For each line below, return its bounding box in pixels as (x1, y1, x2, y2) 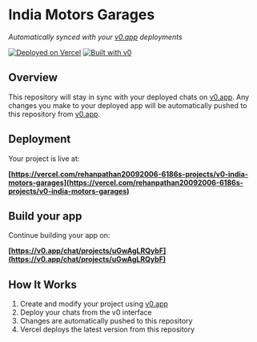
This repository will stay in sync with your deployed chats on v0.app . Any (8, 92, 250, 102)
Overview (8, 70, 58, 85)
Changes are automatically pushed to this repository (19, 316, 193, 326)
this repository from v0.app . (8, 109, 100, 119)
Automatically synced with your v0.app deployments (8, 32, 183, 42)
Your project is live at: (8, 154, 80, 163)
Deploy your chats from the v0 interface (19, 308, 152, 317)
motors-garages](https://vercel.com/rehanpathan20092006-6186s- (8, 178, 244, 187)
